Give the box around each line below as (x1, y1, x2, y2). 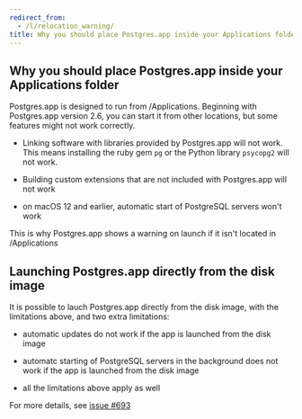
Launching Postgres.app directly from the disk (9, 263, 276, 279)
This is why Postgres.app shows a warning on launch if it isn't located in (9, 228, 277, 239)
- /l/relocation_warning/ (17, 22, 115, 31)
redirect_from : (9, 13, 67, 22)
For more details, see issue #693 (9, 400, 131, 410)
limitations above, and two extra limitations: (9, 311, 170, 322)
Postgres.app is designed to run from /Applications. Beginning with (9, 101, 258, 112)
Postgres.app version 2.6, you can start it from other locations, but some (9, 111, 279, 121)
